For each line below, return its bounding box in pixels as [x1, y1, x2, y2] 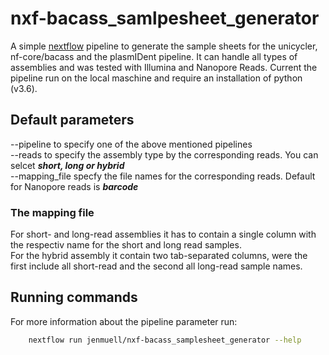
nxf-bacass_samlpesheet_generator [10, 7, 320, 30]
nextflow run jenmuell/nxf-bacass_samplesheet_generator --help [28, 335, 302, 345]
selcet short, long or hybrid [10, 159, 125, 171]
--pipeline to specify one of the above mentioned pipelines [10, 138, 253, 150]
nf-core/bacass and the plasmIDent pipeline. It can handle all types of [10, 50, 298, 62]
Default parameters [10, 112, 135, 129]
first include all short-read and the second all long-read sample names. [10, 260, 303, 272]
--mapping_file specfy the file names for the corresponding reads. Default [10, 170, 316, 182]
